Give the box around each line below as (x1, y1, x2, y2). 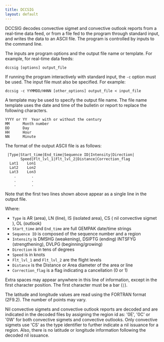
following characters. (5, 107, 48, 113)
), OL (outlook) (12, 220, 42, 226)
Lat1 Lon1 (9, 160, 36, 166)
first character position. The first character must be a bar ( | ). (5, 282, 128, 288)
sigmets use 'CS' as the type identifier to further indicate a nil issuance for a (5, 322, 159, 328)
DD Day (5, 126, 29, 131)
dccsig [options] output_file (5, 65, 67, 70)
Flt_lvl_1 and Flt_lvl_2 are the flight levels (12, 257, 102, 263)
